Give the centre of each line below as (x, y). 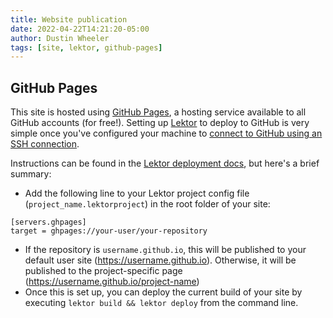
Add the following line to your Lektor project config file (137, 193)
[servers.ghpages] (48, 222)
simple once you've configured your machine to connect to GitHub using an (166, 133)
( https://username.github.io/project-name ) (112, 282)
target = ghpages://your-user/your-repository (109, 231)
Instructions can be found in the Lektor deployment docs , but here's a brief (165, 163)
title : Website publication (69, 19)
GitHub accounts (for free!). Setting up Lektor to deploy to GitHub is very (160, 123)
